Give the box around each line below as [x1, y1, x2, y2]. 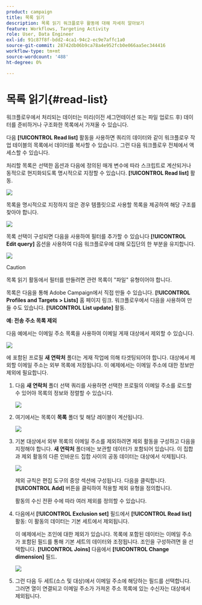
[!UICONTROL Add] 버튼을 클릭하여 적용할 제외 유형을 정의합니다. [14, 484, 172, 492]
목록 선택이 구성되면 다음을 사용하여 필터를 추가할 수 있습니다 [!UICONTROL [6, 233, 186, 240]
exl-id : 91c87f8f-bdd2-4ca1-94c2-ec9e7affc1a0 [6, 37, 125, 43]
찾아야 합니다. [6, 209, 39, 216]
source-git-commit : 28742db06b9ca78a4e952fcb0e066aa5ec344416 [6, 43, 166, 49]
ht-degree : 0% [6, 59, 42, 65]
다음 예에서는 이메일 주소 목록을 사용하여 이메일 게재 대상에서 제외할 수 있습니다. [6, 330, 195, 337]
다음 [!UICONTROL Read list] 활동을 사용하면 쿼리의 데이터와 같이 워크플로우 [6, 134, 189, 141]
